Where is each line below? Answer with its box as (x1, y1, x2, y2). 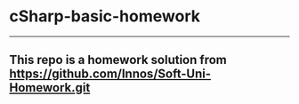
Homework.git (9, 80, 91, 95)
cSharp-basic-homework (9, 6, 200, 27)
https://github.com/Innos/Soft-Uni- (9, 67, 212, 82)
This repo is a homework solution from (9, 52, 227, 68)
